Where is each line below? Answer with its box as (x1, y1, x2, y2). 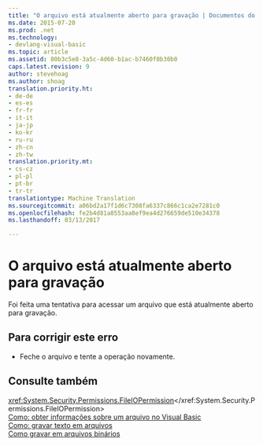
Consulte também (8, 374, 98, 388)
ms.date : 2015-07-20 (8, 19, 76, 27)
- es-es (8, 99, 34, 107)
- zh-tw (8, 150, 34, 158)
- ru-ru (8, 135, 34, 144)
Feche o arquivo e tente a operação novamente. (19, 352, 176, 361)
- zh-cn (8, 143, 34, 151)
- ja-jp (8, 121, 34, 129)
